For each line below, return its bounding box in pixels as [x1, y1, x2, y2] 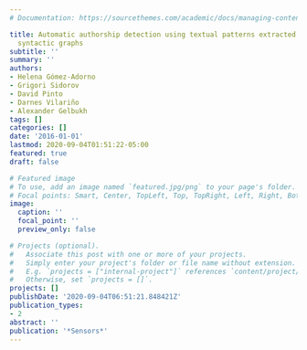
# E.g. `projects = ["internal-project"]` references [9, 267, 227, 276]
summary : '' [9, 56, 55, 65]
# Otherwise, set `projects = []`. [9, 275, 153, 284]
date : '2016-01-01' [9, 132, 84, 142]
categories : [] [9, 123, 68, 133]
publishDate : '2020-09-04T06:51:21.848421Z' [9, 292, 182, 302]
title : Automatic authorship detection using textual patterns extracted [9, 29, 297, 39]
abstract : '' [9, 317, 59, 327]
